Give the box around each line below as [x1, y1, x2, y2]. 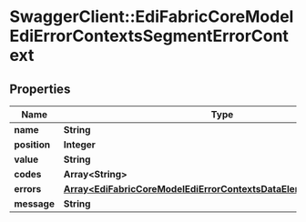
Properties [9, 81, 71, 96]
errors [14, 183, 42, 195]
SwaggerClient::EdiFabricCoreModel [9, 6, 294, 27]
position [14, 138, 51, 151]
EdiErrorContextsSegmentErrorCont [9, 25, 290, 46]
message [14, 197, 55, 210]
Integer [63, 138, 96, 151]
